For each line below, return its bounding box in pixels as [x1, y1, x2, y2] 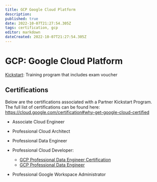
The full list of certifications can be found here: [5, 104, 100, 110]
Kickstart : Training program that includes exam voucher [5, 71, 118, 77]
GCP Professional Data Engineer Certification [19, 157, 111, 162]
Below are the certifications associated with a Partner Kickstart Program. [5, 99, 152, 105]
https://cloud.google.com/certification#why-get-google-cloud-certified [5, 109, 150, 115]
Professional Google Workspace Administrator [12, 171, 106, 177]
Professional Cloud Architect [12, 128, 70, 134]
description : [5, 12, 32, 17]
